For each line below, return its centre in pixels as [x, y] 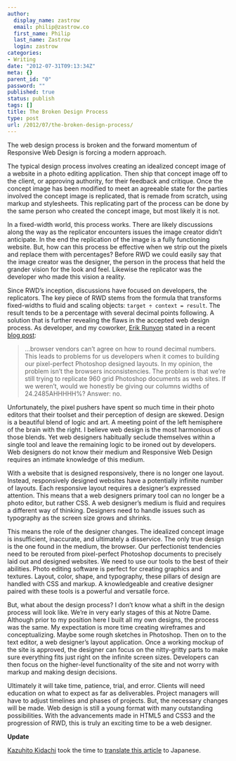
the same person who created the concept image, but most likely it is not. [113, 211]
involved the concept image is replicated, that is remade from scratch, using [117, 196]
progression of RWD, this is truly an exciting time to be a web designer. [110, 723]
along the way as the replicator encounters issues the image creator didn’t [115, 232]
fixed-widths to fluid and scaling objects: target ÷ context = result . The [114, 305]
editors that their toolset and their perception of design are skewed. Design [116, 415]
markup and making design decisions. [63, 672]
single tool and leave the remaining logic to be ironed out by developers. [112, 444]
